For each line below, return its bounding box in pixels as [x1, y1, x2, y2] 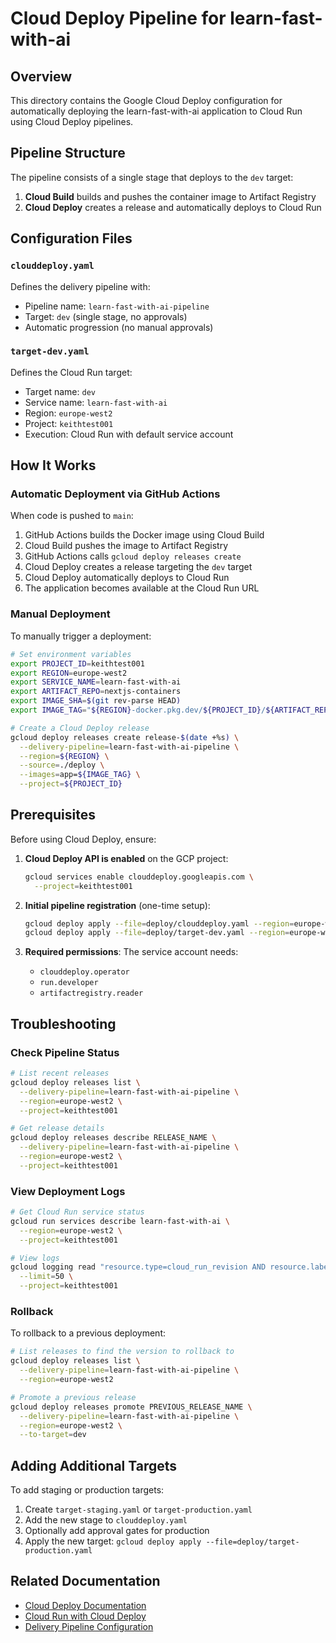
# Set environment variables [10, 649, 132, 659]
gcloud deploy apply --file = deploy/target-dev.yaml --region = [24, 928, 290, 938]
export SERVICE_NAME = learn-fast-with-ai [10, 677, 182, 687]
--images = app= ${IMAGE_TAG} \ [19, 770, 141, 780]
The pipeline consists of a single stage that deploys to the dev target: [10, 171, 294, 183]
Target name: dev [24, 385, 96, 397]
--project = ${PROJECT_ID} [19, 779, 123, 789]
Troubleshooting [10, 1015, 117, 1032]
